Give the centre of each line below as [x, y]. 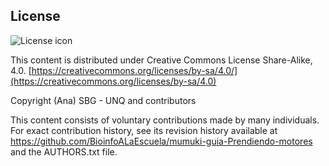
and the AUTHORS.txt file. [64, 151]
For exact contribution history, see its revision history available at [144, 130]
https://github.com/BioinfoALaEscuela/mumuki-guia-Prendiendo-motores [161, 141]
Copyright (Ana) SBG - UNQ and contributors [103, 100]
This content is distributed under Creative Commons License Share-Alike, [161, 60]
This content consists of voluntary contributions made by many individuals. [165, 120]
